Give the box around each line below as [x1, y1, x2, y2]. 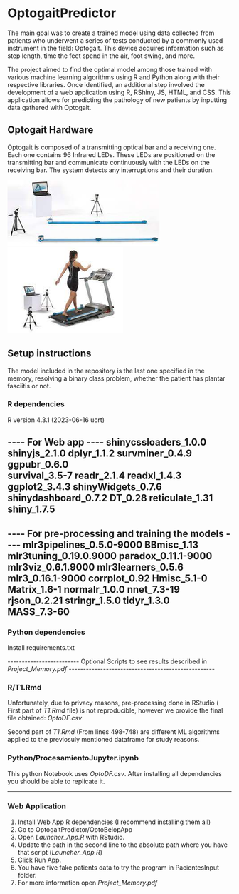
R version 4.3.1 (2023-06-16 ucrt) [7, 416, 105, 424]
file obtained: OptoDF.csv [7, 714, 83, 723]
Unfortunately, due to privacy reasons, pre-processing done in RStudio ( [7, 698, 219, 708]
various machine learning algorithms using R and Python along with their [7, 73, 221, 81]
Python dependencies [7, 627, 85, 637]
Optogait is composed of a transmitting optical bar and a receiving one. [7, 143, 216, 151]
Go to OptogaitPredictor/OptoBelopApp [17, 825, 133, 833]
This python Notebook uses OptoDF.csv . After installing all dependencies [7, 769, 222, 778]
